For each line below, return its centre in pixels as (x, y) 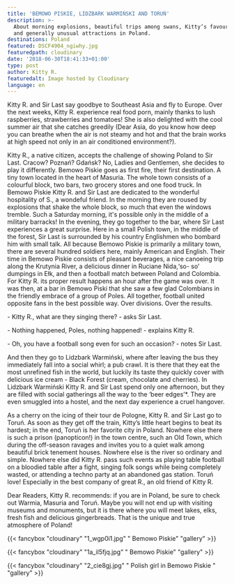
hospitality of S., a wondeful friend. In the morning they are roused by (107, 200)
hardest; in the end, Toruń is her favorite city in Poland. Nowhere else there (115, 430)
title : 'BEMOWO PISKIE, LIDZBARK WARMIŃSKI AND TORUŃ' (88, 14)
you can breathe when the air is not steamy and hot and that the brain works (117, 135)
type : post (23, 66)
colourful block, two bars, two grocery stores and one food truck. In (104, 185)
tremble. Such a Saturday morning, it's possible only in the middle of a (108, 215)
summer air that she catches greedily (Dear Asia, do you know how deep (112, 127)
